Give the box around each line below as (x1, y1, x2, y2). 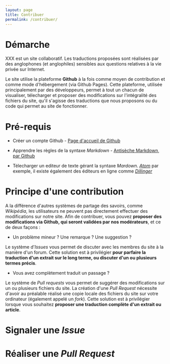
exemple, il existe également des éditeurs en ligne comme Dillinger (12, 168, 153, 174)
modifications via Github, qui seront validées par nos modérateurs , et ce (5, 219, 161, 225)
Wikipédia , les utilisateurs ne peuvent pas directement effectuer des (5, 208, 148, 214)
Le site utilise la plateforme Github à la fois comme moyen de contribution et (5, 76, 165, 82)
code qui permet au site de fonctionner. (5, 103, 88, 109)
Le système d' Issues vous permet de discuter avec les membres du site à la (5, 244, 164, 250)
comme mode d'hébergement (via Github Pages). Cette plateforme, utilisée (5, 82, 162, 88)
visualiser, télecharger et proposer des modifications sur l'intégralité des (5, 92, 157, 98)
